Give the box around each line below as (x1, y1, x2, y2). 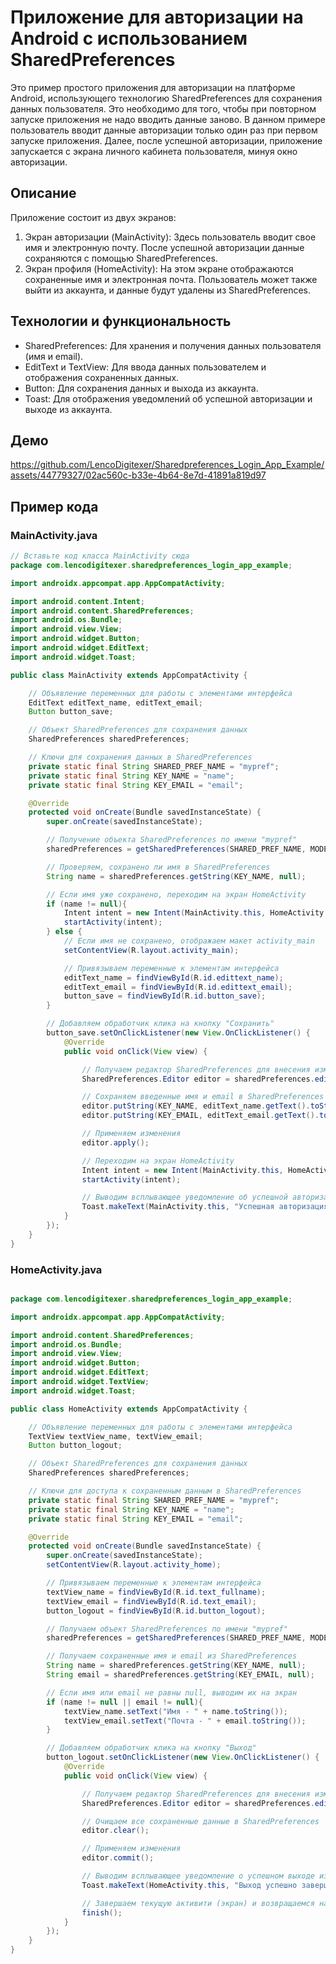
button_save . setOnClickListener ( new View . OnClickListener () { (46, 1028, 311, 1038)
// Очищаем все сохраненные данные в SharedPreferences (81, 1816, 320, 1826)
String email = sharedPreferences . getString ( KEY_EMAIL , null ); (46, 1670, 315, 1680)
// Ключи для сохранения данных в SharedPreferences (28, 752, 253, 763)
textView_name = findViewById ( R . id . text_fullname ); (46, 1587, 267, 1597)
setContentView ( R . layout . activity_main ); (63, 945, 240, 955)
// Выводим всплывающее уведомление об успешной (81, 1192, 288, 1203)
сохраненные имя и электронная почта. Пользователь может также (24, 273, 318, 285)
